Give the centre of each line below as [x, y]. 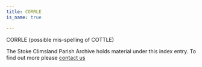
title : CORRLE [24, 12]
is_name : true [24, 17]
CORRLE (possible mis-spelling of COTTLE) [60, 39]
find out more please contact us [46, 57]
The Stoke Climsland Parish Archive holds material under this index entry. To [101, 51]
